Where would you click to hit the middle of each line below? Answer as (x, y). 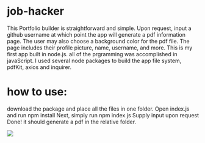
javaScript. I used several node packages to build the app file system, (94, 61)
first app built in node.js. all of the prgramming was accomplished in (92, 54)
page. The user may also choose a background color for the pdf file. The (98, 41)
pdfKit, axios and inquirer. (39, 67)
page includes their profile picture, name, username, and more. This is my (100, 48)
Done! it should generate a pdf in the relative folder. (72, 122)
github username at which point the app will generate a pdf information (96, 34)
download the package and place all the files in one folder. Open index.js (98, 109)
